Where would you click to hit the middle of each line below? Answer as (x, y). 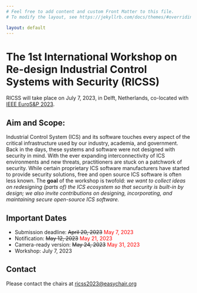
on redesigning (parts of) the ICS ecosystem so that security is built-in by (95, 187)
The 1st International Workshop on (92, 57)
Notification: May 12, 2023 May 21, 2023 (63, 238)
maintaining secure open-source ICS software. (63, 199)
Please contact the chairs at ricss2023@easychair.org (71, 284)
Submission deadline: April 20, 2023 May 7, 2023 (74, 232)
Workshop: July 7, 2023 (43, 251)
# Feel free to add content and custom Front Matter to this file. (90, 11)
